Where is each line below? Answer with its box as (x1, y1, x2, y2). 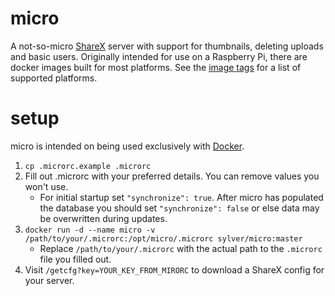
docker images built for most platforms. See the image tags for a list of (10, 61, 302, 73)
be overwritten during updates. (39, 212, 168, 224)
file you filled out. (39, 253, 112, 265)
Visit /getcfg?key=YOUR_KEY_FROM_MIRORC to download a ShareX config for (24, 263, 325, 276)
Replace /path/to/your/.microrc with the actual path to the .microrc (39, 242, 323, 254)
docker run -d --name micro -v (24, 225, 156, 235)
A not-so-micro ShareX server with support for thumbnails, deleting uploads (10, 40, 324, 52)
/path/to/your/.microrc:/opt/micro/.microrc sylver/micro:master (24, 233, 303, 244)
